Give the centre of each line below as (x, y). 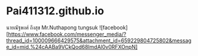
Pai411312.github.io (55, 11)
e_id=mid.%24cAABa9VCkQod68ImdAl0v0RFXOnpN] (72, 46)
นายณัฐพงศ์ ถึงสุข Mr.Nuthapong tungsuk (52, 27)
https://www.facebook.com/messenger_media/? (67, 34)
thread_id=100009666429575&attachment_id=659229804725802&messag (99, 41)
